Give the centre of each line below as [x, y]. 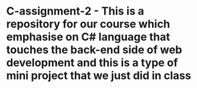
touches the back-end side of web [94, 50]
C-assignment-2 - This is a [75, 11]
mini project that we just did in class [99, 76]
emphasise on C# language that [88, 37]
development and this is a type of [92, 63]
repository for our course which [88, 24]
